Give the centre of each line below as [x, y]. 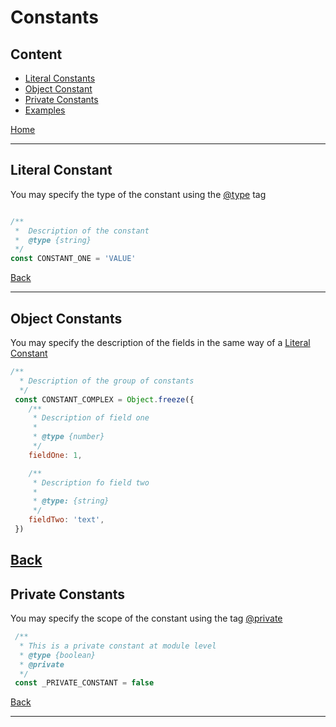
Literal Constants [60, 78]
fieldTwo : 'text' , [66, 520]
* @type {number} [68, 437]
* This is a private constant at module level [118, 646]
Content [36, 54]
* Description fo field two [91, 482]
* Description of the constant [82, 231]
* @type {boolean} [58, 655]
